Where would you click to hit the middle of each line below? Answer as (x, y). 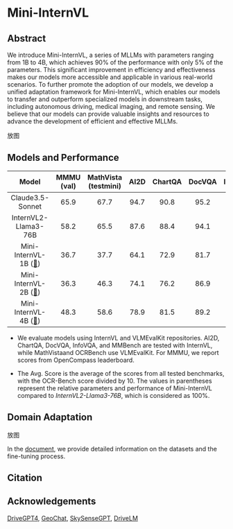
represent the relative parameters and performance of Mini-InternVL (115, 388)
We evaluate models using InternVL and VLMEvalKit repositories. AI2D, (118, 338)
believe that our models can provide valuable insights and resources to (108, 114)
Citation (25, 478)
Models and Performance (63, 158)
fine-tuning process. (36, 456)
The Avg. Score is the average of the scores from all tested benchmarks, (121, 373)
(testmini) (104, 186)
